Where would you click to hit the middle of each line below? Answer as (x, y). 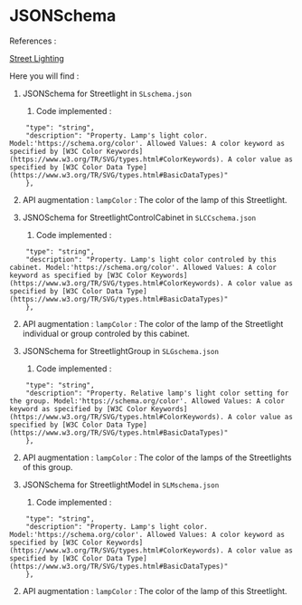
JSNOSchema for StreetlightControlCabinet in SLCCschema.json (139, 217)
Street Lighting (37, 58)
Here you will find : (44, 76)
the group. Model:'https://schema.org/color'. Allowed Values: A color (147, 401)
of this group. (47, 466)
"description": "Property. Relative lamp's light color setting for (157, 393)
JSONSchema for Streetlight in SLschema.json (107, 93)
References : (33, 41)
